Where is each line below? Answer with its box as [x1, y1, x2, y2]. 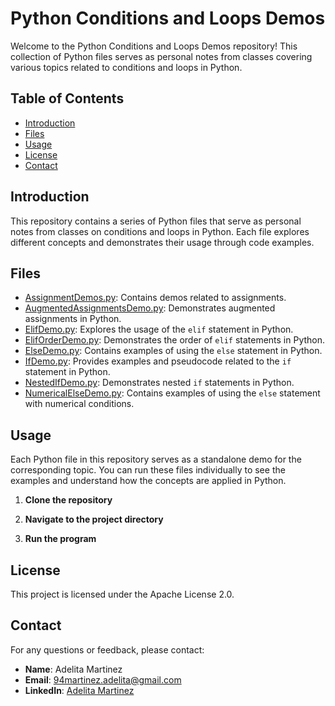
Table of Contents [10, 90, 125, 107]
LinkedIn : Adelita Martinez [24, 684, 135, 696]
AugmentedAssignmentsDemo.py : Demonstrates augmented [24, 302, 276, 314]
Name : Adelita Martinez [24, 663, 123, 675]
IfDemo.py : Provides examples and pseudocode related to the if [24, 355, 292, 367]
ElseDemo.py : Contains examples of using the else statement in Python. [24, 345, 323, 357]
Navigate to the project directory [24, 513, 164, 526]
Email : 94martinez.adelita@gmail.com [24, 673, 182, 686]
